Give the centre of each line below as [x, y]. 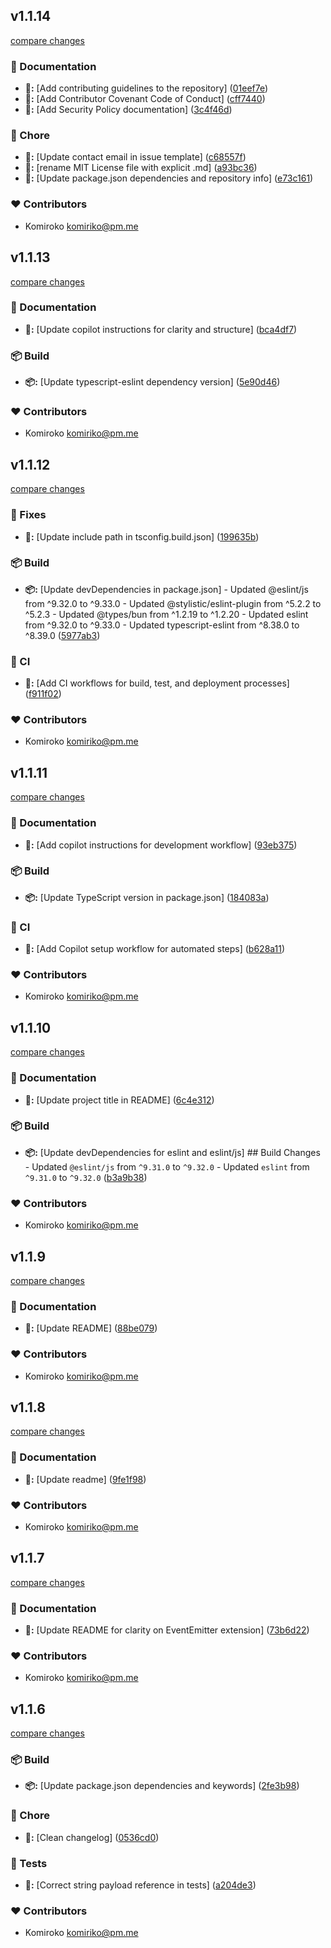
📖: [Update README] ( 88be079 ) [91, 1328]
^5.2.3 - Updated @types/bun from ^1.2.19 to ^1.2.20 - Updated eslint [166, 614]
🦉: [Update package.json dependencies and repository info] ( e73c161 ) [169, 178]
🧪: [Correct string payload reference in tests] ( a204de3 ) [140, 1885]
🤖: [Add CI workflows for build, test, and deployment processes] [157, 683]
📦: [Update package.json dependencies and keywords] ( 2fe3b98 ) [162, 1786]
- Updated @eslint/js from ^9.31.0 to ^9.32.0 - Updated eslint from [167, 1166]
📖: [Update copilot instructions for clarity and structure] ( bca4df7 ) [161, 329]
